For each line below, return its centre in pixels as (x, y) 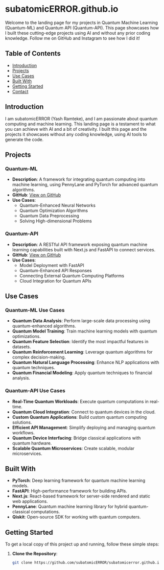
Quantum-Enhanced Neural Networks (58, 205)
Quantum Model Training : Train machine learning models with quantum (85, 331)
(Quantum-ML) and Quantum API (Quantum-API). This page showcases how (82, 27)
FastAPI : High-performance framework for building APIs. (70, 491)
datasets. (22, 347)
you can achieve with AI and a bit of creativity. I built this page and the (76, 129)
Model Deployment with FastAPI (52, 265)
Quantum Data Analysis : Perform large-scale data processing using (81, 321)
